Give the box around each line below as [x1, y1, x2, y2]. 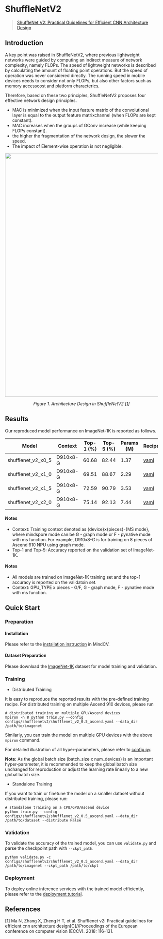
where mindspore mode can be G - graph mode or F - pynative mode [12, 531, 151, 537]
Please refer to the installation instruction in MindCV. [5, 641, 110, 647]
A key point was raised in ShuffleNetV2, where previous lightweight [5, 52, 140, 58]
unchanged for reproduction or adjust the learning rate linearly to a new [5, 766, 148, 772]
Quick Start [5, 604, 40, 612]
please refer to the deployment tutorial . [5, 891, 83, 897]
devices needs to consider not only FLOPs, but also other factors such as [5, 78, 152, 83]
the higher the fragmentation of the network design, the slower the [12, 133, 146, 138]
